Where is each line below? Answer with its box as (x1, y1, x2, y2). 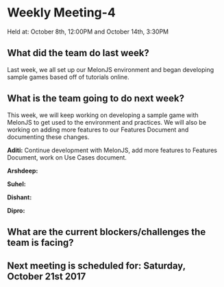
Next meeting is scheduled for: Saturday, (7, 260, 186, 272)
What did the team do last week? (7, 47, 149, 59)
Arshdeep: (7, 166, 38, 175)
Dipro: (7, 206, 25, 214)
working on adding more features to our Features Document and (7, 125, 189, 134)
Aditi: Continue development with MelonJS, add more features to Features (7, 146, 218, 154)
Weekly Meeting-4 (7, 5, 116, 21)
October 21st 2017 (7, 271, 86, 282)
